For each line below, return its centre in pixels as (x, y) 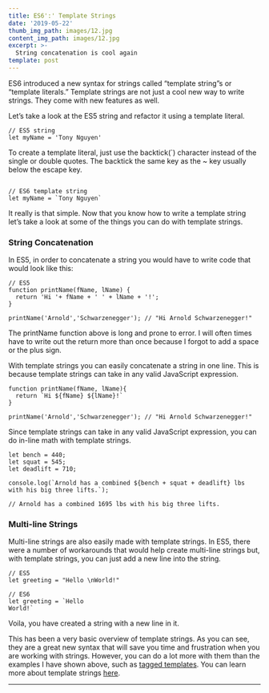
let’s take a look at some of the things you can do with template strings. (126, 221)
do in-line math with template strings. (70, 440)
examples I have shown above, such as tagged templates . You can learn (127, 665)
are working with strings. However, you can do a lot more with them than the (134, 656)
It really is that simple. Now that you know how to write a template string (127, 213)
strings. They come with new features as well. (84, 100)
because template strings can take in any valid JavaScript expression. (123, 375)
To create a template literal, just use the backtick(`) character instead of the (132, 152)
